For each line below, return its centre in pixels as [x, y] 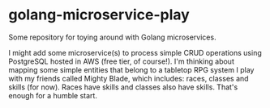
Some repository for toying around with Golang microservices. [112, 37]
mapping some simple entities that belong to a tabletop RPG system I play [131, 69]
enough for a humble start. [53, 95]
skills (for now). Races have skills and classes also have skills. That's [123, 87]
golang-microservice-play [99, 15]
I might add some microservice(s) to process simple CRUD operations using [135, 52]
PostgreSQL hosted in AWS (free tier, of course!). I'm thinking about [122, 61]
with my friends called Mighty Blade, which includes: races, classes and [129, 78]
